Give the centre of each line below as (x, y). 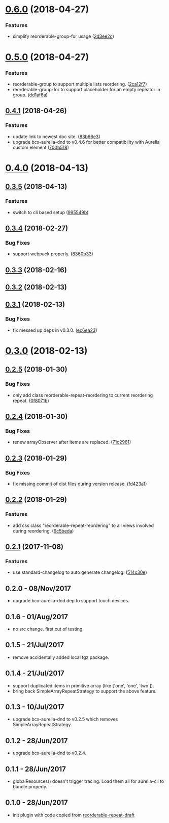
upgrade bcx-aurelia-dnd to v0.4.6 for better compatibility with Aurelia (86, 142)
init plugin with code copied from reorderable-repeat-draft (74, 815)
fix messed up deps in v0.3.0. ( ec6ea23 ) (55, 330)
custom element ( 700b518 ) (41, 147)
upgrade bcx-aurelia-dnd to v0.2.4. (49, 753)
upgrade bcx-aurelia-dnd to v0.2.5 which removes (65, 719)
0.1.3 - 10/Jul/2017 (35, 707)
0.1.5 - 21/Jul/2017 (35, 645)
